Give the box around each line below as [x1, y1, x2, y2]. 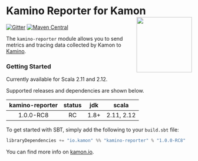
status [63, 101, 82, 110]
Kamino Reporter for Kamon [6, 4, 146, 18]
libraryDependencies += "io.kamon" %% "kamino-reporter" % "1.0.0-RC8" [6, 137, 186, 144]
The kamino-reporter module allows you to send [6, 35, 123, 42]
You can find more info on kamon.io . [6, 149, 94, 156]
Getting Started [6, 62, 51, 70]
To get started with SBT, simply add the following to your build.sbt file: [6, 126, 179, 133]
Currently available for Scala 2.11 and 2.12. [6, 75, 108, 83]
